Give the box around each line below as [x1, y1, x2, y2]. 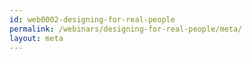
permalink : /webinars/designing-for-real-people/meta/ [9, 24, 243, 34]
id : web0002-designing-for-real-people [9, 14, 176, 25]
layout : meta [9, 33, 64, 43]
